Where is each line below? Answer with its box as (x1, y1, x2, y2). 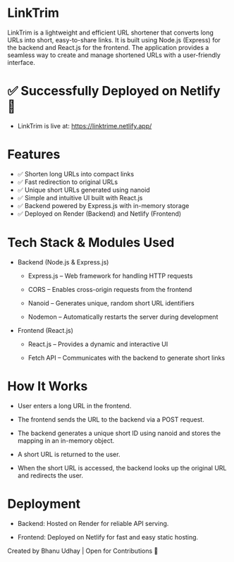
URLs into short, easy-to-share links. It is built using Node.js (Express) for (7, 35, 221, 44)
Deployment (7, 496, 81, 512)
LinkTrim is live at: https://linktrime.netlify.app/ (17, 121, 152, 130)
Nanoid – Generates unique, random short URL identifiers (27, 298, 195, 307)
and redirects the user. (17, 471, 83, 479)
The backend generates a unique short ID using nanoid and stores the (17, 429, 221, 437)
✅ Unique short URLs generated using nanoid (17, 185, 150, 194)
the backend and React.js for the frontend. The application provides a (7, 43, 209, 51)
